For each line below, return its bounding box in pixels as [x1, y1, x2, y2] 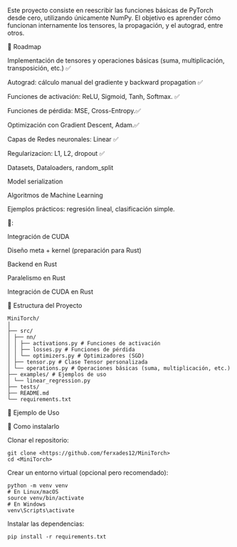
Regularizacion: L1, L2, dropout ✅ [7, 149, 105, 157]
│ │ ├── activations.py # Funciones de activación [7, 340, 161, 347]
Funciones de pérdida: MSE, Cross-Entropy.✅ [7, 107, 141, 115]
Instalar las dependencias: [7, 519, 85, 528]
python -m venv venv [7, 482, 69, 489]
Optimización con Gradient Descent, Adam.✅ [7, 121, 140, 129]
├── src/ [7, 327, 33, 334]
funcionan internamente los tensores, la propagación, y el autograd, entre [7, 21, 223, 29]
